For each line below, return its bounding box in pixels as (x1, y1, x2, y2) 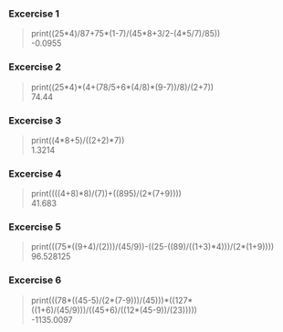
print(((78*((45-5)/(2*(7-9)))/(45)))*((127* (30, 295, 194, 305)
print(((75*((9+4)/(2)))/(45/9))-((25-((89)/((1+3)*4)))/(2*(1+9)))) (30, 241, 275, 252)
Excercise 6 (8, 273, 62, 286)
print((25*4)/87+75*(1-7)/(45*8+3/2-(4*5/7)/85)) (30, 28, 221, 39)
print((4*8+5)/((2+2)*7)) (30, 134, 125, 145)
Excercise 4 (8, 167, 62, 180)
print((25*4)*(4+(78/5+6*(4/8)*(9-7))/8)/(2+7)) (30, 81, 215, 92)
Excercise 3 (8, 113, 62, 126)
